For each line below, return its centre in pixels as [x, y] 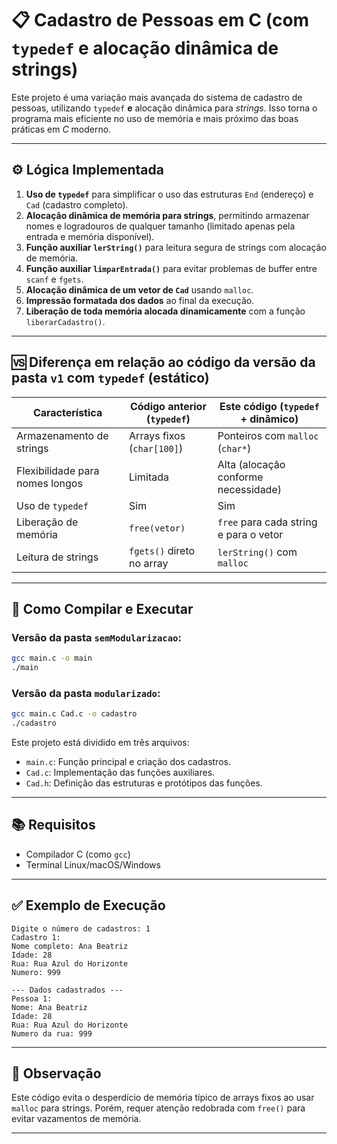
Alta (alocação [251, 464]
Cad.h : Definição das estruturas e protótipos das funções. [144, 783]
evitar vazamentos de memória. [76, 1119]
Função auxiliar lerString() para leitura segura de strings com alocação [176, 247]
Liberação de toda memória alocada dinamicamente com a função [165, 311]
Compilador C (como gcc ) [78, 854]
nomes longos [49, 483]
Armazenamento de [62, 435]
